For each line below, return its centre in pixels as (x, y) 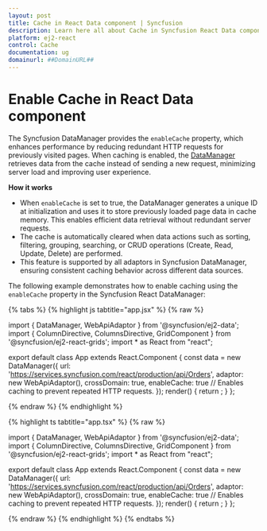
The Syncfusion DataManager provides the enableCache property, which (126, 138)
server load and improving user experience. (80, 172)
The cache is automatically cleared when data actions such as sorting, (135, 236)
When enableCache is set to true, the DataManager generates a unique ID (139, 203)
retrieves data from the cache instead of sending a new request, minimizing (132, 163)
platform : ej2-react (43, 38)
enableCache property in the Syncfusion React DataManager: (107, 294)
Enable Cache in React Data (101, 99)
